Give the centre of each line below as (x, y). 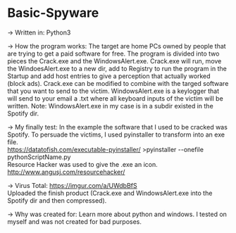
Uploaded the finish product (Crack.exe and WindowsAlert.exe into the (110, 193)
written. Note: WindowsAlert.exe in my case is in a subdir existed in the (110, 106)
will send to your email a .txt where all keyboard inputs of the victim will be (115, 98)
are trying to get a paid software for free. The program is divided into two (113, 53)
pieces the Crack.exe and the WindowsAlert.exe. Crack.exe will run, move (114, 61)
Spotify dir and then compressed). (57, 200)
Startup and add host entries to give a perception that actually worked (109, 76)
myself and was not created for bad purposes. (75, 221)
